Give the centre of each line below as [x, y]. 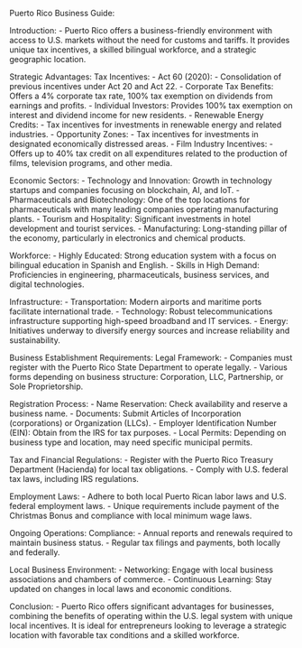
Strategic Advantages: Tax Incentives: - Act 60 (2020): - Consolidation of [146, 77]
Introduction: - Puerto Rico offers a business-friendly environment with [141, 30]
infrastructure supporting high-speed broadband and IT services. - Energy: [149, 321]
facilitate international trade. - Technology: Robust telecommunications [141, 311]
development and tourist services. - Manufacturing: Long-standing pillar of [148, 228]
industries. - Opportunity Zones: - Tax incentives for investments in [134, 134]
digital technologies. [47, 284]
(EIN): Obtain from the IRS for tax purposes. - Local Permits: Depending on [148, 433]
